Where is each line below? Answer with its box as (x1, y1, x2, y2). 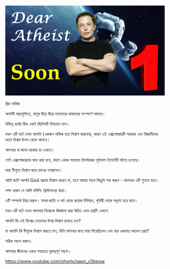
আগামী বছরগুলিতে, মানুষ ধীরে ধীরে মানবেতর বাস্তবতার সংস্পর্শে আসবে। (5, 110, 106, 117)
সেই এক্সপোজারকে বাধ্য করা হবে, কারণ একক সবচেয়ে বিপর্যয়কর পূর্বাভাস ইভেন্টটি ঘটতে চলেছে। (5, 157, 141, 163)
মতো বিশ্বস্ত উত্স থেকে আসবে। (5, 136, 51, 142)
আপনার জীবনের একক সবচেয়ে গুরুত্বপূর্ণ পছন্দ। (5, 248, 71, 254)
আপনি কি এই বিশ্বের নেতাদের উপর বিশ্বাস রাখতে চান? (5, 217, 81, 223)
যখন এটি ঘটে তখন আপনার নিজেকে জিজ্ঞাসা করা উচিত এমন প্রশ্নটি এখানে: (5, 207, 109, 213)
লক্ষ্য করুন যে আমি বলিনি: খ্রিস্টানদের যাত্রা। (5, 187, 67, 193)
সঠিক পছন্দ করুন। (5, 238, 33, 244)
